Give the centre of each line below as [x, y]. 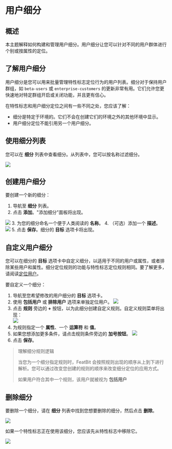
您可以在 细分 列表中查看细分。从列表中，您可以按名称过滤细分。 [74, 154]
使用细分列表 [26, 141]
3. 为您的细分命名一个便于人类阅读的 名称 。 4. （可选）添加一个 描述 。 [86, 223]
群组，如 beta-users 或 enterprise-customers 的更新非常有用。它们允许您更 [85, 88]
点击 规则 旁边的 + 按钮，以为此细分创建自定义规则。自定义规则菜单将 [86, 309]
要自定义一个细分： [26, 285]
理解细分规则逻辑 [36, 351]
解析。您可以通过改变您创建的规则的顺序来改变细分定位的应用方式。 [90, 369]
